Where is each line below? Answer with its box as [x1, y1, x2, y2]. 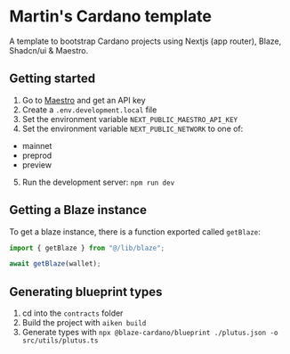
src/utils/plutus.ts [21, 336, 99, 345]
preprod [21, 150, 52, 161]
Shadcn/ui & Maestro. [9, 45, 89, 55]
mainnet [21, 140, 52, 151]
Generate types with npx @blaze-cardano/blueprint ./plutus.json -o [21, 327, 278, 338]
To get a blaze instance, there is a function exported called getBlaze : [9, 226, 261, 237]
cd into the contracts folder [21, 308, 124, 318]
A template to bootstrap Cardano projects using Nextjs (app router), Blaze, [9, 36, 282, 46]
